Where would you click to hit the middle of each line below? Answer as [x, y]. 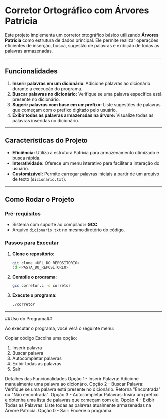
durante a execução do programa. [47, 88]
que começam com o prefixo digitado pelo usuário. [65, 110]
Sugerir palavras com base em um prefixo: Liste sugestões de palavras [86, 104]
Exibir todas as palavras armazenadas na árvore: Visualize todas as [83, 115]
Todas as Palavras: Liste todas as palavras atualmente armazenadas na [78, 405]
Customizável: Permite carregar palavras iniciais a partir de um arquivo [85, 174]
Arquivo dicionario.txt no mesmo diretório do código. [69, 230]
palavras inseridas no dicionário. [46, 120]
